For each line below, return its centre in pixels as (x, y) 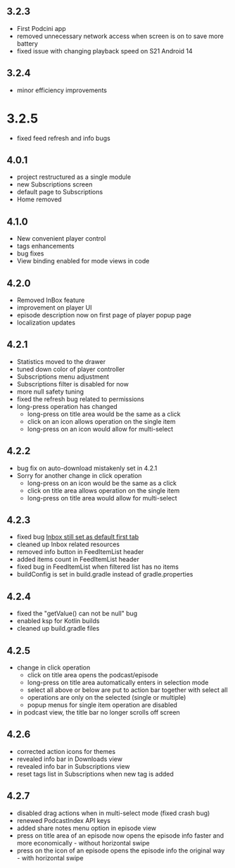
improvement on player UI (54, 308)
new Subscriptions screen (55, 184)
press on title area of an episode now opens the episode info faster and (120, 835)
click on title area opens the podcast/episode (93, 675)
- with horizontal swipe (50, 857)
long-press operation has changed (67, 406)
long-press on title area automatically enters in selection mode (118, 683)
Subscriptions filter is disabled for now (73, 384)
